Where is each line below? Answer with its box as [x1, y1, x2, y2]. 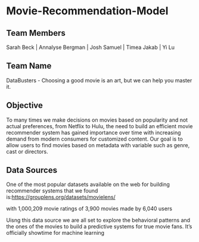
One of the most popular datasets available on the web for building [6, 181, 170, 188]
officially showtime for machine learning [6, 229, 105, 237]
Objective [6, 100, 43, 111]
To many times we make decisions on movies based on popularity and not [6, 116, 188, 123]
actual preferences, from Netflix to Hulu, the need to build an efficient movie [6, 122, 193, 129]
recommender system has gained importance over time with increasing [6, 129, 181, 136]
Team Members [6, 28, 66, 38]
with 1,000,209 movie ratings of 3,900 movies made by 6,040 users [6, 205, 173, 212]
